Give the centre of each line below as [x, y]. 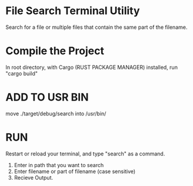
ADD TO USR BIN [47, 97]
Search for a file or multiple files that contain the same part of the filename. [96, 27]
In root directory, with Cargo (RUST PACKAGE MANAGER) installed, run [91, 67]
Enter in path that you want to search [59, 165]
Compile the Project [55, 51]
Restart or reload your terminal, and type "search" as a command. [85, 154]
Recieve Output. [34, 177]
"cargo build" [21, 73]
